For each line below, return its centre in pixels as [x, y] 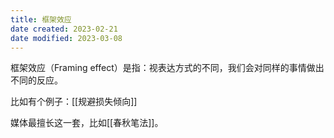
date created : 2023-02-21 [64, 29]
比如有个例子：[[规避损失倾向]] [74, 102]
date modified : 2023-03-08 [66, 38]
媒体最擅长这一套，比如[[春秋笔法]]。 [87, 123]
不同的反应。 [36, 80]
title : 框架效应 [41, 19]
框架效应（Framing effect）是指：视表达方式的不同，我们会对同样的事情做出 [167, 68]
